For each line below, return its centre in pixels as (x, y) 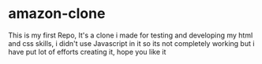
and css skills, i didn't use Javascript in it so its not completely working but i (131, 43)
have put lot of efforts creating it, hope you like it (87, 52)
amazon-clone (57, 14)
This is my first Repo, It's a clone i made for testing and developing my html (131, 35)
